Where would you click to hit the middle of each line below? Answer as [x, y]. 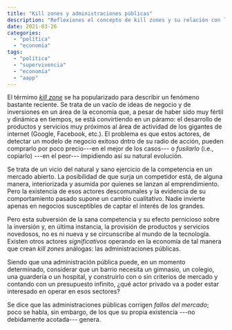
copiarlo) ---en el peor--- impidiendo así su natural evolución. [95, 156]
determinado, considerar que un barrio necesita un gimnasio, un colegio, [111, 269]
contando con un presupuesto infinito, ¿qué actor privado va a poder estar [113, 284]
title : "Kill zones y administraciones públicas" [80, 13]
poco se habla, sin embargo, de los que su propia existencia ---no [101, 312]
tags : [15, 52]
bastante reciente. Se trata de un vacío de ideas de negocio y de [99, 105]
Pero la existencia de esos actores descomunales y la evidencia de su [106, 191]
